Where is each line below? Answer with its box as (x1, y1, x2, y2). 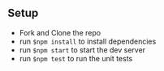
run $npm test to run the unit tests (19, 53, 133, 63)
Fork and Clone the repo (19, 27, 101, 37)
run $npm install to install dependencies (19, 36, 157, 46)
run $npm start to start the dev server (19, 44, 146, 55)
